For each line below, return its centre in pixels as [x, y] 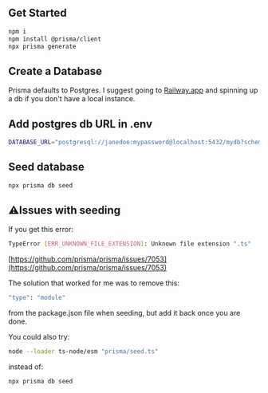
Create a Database [55, 71]
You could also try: [39, 337]
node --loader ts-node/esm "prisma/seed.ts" [83, 352]
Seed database [47, 167]
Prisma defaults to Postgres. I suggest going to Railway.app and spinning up [133, 90]
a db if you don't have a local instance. [72, 99]
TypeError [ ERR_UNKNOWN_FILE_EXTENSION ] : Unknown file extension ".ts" [130, 244]
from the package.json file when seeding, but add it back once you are [124, 313]
